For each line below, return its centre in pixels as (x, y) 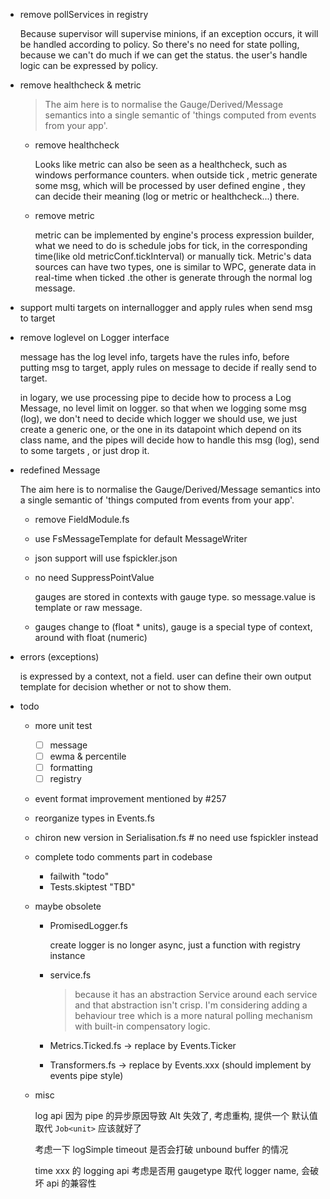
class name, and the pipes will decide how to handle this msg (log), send (169, 440)
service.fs (70, 975)
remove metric (64, 215)
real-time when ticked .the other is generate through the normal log (173, 277)
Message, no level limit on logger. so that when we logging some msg (163, 408)
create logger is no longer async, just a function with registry (175, 945)
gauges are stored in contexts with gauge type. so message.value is (175, 597)
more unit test (63, 725)
